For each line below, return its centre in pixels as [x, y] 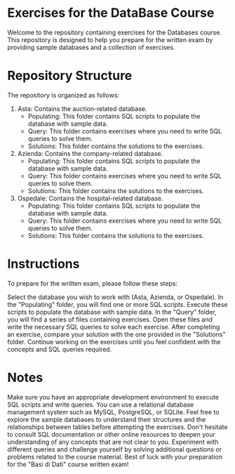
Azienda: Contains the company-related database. [90, 153]
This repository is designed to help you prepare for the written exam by [110, 39]
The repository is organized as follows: [63, 95]
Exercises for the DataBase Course [111, 13]
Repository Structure [70, 76]
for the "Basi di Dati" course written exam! [68, 464]
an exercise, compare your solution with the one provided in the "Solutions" [116, 334]
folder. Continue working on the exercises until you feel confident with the [114, 341]
